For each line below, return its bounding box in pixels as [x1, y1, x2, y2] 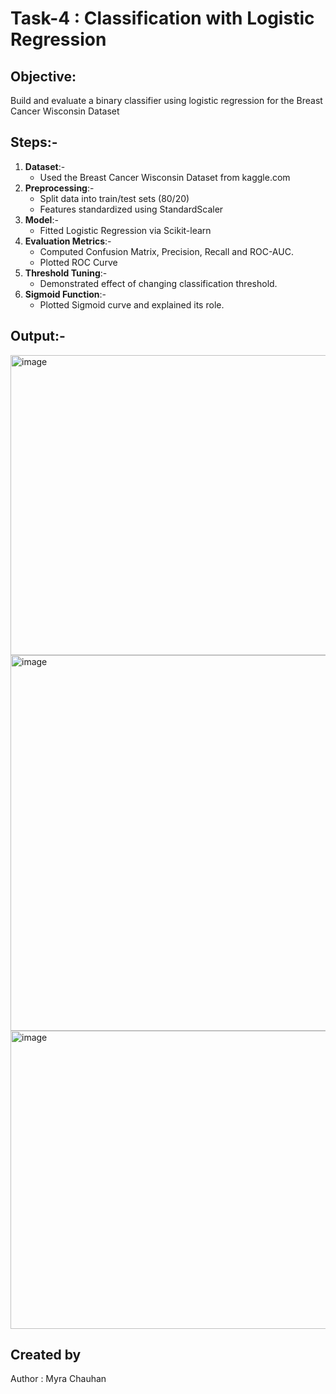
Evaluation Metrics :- [24, 235, 112, 247]
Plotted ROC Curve [39, 256, 118, 268]
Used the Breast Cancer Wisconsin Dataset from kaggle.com [39, 171, 291, 183]
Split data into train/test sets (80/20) [39, 192, 190, 204]
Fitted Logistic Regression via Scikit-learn [39, 224, 212, 236]
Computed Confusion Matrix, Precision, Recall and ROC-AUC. [39, 245, 294, 257]
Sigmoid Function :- [24, 288, 107, 300]
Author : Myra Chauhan [10, 1373, 107, 1385]
